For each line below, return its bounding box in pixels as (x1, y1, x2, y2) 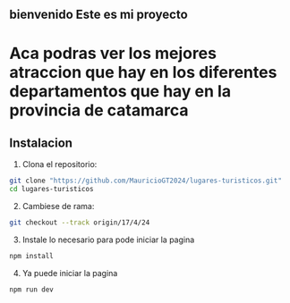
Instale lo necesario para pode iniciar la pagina (21, 234, 195, 245)
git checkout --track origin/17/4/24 (9, 218, 150, 227)
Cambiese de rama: (21, 201, 95, 212)
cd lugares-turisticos (9, 185, 94, 194)
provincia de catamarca (9, 100, 189, 120)
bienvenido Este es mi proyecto (9, 7, 188, 22)
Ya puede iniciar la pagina (21, 267, 118, 278)
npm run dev (9, 285, 54, 294)
